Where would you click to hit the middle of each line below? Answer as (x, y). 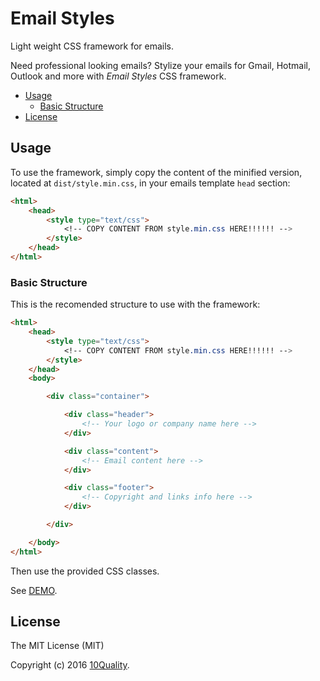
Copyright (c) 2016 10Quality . (70, 665)
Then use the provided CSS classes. (85, 571)
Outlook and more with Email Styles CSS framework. (118, 76)
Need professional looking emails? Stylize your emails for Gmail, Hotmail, (161, 65)
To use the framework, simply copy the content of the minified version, (156, 172)
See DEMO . (34, 590)
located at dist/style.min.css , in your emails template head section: (150, 183)
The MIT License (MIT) (57, 646)
